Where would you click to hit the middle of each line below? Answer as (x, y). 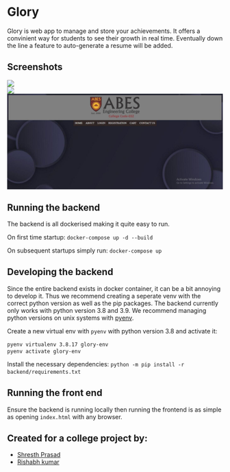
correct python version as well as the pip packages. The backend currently (113, 303)
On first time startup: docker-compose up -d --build (80, 237)
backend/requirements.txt (44, 372)
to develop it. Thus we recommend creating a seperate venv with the (104, 296)
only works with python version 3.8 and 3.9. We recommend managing (107, 310)
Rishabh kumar (38, 462)
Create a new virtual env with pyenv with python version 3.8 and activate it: (112, 331)
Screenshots (35, 67)
